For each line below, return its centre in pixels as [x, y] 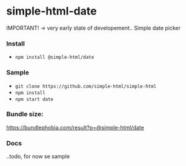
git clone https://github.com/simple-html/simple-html [86, 86]
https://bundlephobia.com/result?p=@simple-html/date [75, 127]
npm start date [34, 99]
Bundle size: [25, 115]
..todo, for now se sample [38, 156]
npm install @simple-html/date [55, 58]
